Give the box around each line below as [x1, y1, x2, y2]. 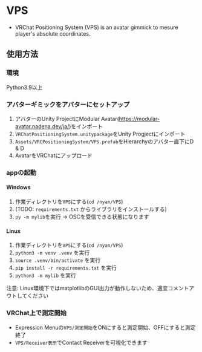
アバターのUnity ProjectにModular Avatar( [15, 115, 120, 122]
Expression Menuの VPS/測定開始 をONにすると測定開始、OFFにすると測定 [15, 324, 196, 331]
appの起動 [6, 168, 37, 177]
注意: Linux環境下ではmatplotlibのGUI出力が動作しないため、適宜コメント [6, 285, 189, 292]
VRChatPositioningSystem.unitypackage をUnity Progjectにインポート [15, 130, 186, 137]
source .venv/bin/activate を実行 [15, 256, 101, 264]
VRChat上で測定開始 [6, 309, 67, 318]
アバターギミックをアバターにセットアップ [6, 100, 130, 109]
